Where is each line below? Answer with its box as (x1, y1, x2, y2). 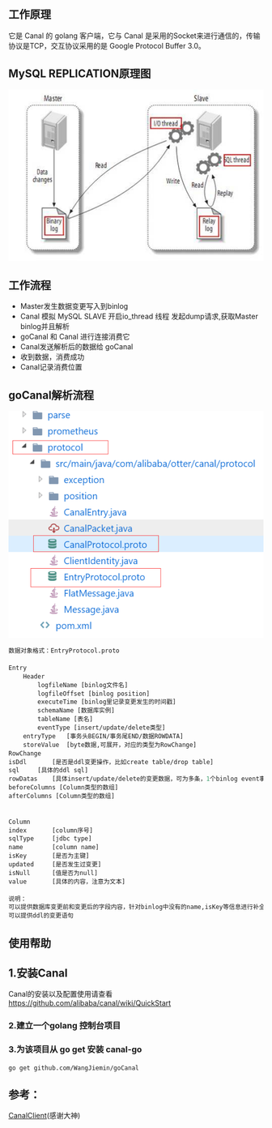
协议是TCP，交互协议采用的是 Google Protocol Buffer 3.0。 (8, 41, 206, 50)
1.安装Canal (8, 967, 68, 981)
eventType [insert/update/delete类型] (37, 724, 166, 732)
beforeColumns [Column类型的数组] (8, 784, 119, 792)
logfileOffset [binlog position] (37, 690, 151, 698)
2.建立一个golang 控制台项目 (8, 1020, 121, 1032)
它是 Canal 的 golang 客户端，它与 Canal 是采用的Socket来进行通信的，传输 (8, 31, 261, 41)
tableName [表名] (37, 716, 93, 724)
